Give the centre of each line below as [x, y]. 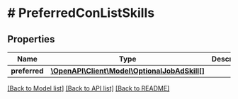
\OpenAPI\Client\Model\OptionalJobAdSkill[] [128, 71]
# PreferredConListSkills [81, 13]
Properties [31, 39]
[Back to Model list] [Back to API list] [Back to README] [89, 88]
